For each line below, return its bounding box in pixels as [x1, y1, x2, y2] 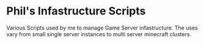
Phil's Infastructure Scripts [6, 4, 146, 18]
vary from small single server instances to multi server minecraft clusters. [6, 30, 192, 37]
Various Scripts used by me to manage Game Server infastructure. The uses [6, 24, 199, 31]
